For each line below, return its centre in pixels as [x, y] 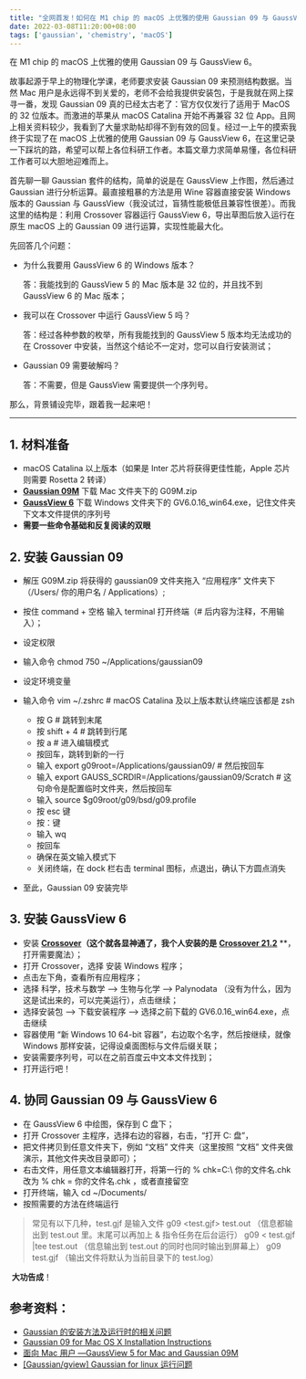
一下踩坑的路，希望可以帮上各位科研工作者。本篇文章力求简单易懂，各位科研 [153, 150]
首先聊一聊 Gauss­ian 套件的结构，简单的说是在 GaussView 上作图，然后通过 [152, 181]
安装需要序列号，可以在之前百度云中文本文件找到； [118, 1057]
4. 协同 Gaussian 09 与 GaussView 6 [113, 1100]
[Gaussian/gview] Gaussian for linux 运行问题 [107, 1364]
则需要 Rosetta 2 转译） [66, 479]
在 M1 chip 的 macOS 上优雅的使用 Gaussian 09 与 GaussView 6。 [133, 62]
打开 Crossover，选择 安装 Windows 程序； [104, 965]
